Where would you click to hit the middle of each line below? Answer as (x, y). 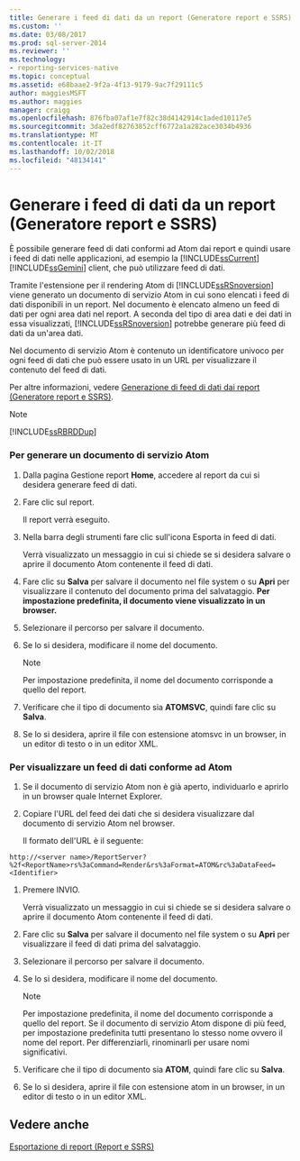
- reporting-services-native (64, 69)
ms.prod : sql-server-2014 (58, 43)
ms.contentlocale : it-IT (56, 143)
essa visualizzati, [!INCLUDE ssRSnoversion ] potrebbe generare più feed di (147, 324)
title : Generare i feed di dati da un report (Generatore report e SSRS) (151, 18)
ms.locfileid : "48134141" (58, 160)
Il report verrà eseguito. (66, 519)
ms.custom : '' (36, 26)
